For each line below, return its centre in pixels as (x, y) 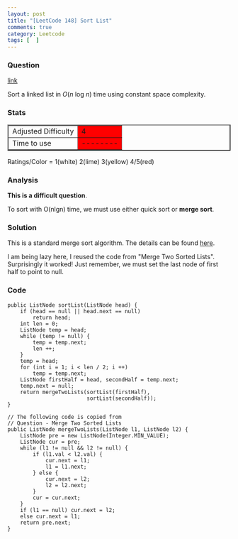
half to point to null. (35, 272)
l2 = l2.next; (66, 485)
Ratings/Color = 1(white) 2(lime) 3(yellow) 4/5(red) (81, 161)
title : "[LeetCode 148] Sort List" (60, 21)
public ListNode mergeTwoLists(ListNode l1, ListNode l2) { (98, 429)
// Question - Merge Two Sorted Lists (64, 423)
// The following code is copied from (64, 417)
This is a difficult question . (47, 195)
